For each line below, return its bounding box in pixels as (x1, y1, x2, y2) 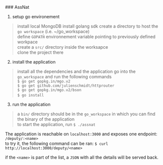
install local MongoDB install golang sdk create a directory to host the (17, 23, 159, 29)
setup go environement (12, 14, 60, 19)
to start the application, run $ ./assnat (17, 122, 96, 127)
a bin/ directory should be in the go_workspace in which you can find (17, 111, 156, 117)
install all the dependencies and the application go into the (17, 68, 136, 74)
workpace (17, 39, 38, 45)
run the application (12, 101, 51, 107)
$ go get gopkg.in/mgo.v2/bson (17, 88, 82, 93)
